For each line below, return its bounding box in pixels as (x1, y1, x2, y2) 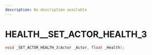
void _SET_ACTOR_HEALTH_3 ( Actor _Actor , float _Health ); (5, 45, 125, 50)
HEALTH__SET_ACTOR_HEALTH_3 (5, 28, 147, 40)
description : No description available (5, 7, 87, 12)
